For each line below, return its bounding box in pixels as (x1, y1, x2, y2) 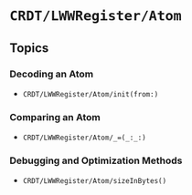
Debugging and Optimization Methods (9, 154, 183, 167)
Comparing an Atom (9, 110, 101, 123)
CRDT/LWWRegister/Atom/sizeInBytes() (22, 177, 167, 186)
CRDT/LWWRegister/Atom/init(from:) (22, 89, 159, 98)
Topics (9, 40, 49, 56)
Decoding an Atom (9, 67, 94, 80)
